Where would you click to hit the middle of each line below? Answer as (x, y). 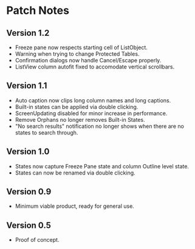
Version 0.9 (29, 192)
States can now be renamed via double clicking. (75, 173)
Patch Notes (38, 11)
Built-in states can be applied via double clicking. (77, 107)
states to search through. (46, 132)
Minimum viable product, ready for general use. (75, 206)
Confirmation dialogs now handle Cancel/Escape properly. (88, 60)
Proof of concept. (37, 240)
